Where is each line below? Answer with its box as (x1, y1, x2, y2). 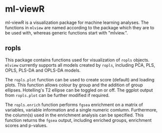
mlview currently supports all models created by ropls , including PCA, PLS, (5, 62, 155, 68)
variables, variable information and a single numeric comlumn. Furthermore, (5, 107, 158, 113)
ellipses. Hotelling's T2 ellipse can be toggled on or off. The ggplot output (5, 87, 153, 93)
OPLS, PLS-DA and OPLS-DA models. (5, 67, 81, 73)
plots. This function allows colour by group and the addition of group (5, 82, 143, 88)
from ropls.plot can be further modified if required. (5, 92, 110, 98)
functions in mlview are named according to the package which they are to (5, 24, 155, 30)
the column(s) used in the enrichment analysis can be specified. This (5, 112, 144, 118)
